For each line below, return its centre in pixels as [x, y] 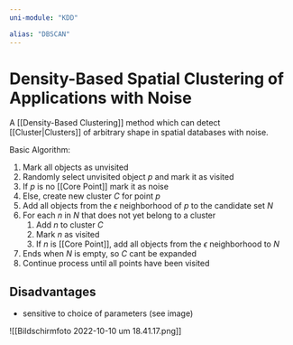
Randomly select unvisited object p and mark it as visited [128, 177]
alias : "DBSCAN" [40, 34]
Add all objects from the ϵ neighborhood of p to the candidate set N [147, 206]
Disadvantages [53, 291]
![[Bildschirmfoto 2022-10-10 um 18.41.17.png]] [96, 331]
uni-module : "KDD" [44, 18]
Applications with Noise [101, 98]
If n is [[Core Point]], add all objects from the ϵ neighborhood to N [157, 244]
